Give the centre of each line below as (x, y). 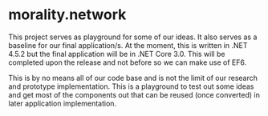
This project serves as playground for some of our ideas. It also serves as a (133, 37)
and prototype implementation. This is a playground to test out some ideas (131, 86)
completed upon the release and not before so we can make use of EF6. (128, 62)
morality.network (67, 15)
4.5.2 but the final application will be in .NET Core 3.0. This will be (117, 54)
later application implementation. (63, 103)
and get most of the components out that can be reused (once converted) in (134, 94)
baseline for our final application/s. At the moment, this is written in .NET (128, 45)
